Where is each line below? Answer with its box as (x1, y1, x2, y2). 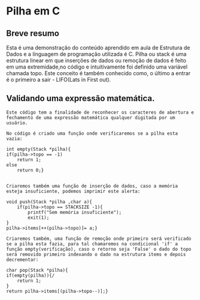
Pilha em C (6, 4, 60, 18)
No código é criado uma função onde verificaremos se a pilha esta (6, 130, 178, 136)
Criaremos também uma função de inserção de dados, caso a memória (6, 183, 178, 189)
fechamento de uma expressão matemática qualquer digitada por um (6, 114, 175, 121)
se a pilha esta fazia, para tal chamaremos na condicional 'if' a (6, 240, 178, 247)
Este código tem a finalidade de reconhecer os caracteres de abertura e (6, 109, 195, 115)
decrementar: (6, 257, 39, 263)
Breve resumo (6, 28, 60, 38)
